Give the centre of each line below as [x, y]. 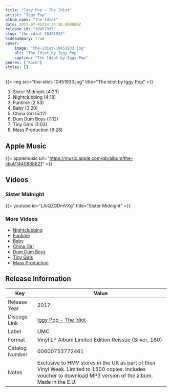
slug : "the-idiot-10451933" [35, 34]
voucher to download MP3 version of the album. [95, 376]
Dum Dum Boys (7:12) [36, 119]
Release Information [38, 279]
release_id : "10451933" [31, 29]
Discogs [18, 317]
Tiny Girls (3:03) [30, 125]
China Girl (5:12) [30, 114]
